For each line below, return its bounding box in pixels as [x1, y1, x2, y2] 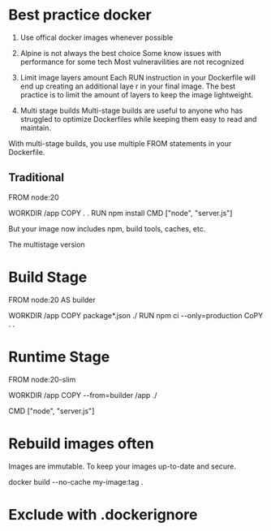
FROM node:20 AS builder [8, 295, 96, 304]
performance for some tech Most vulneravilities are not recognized [19, 57, 245, 67]
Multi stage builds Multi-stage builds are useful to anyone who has [19, 106, 243, 115]
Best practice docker [8, 6, 152, 24]
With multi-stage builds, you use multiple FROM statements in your [8, 138, 232, 148]
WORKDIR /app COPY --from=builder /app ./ [8, 390, 157, 399]
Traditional [8, 171, 65, 184]
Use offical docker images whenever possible [19, 32, 174, 42]
